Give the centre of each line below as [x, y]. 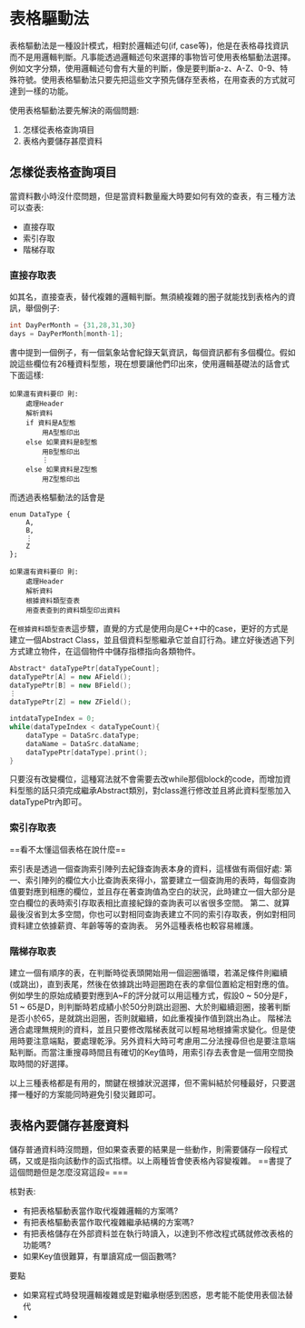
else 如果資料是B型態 [62, 442]
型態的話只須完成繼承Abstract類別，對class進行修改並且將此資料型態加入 [154, 791]
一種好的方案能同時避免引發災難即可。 [89, 1094]
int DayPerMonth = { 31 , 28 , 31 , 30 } [73, 325]
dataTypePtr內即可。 [48, 802]
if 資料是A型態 [51, 423]
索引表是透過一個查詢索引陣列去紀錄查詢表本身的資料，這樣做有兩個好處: [146, 868]
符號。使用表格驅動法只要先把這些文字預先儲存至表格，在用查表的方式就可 [156, 79]
